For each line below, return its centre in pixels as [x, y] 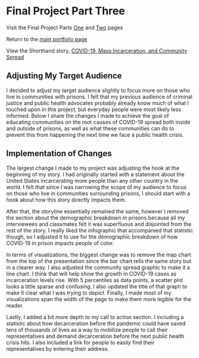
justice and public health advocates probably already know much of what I [98, 103]
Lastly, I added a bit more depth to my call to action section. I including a [95, 317]
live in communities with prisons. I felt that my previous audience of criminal [99, 96]
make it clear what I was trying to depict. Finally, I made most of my [89, 293]
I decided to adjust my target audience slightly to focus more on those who [98, 90]
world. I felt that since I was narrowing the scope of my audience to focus [96, 187]
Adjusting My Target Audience [64, 76]
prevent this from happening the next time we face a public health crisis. [95, 134]
